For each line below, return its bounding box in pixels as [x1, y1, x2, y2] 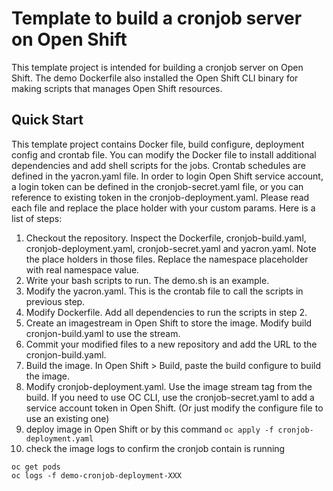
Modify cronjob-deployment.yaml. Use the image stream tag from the [25, 380, 313, 392]
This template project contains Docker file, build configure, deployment [11, 138, 305, 150]
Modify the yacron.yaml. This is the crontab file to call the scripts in [25, 285, 304, 297]
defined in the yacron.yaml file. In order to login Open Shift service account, [11, 170, 324, 182]
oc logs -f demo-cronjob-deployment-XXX [11, 470, 183, 481]
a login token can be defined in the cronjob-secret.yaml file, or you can [11, 180, 304, 192]
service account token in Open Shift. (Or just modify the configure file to [25, 402, 324, 414]
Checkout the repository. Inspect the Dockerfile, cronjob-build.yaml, [25, 232, 307, 244]
